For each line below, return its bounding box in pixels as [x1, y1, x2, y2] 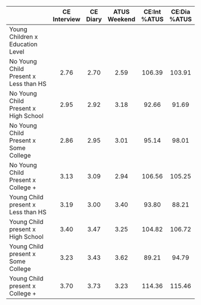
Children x [9, 33, 38, 41]
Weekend [107, 15, 136, 23]
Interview [53, 15, 81, 23]
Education [9, 40, 38, 48]
